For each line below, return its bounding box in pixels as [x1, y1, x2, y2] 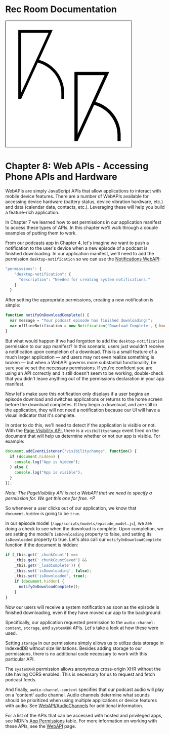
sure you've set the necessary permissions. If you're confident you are [5, 365, 153, 371]
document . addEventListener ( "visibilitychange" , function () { [5, 448, 137, 454]
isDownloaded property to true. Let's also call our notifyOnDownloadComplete [5, 536, 162, 543]
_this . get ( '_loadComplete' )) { [14, 563, 80, 568]
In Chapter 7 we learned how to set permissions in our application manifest [5, 219, 162, 225]
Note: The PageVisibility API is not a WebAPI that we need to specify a [5, 490, 152, 496]
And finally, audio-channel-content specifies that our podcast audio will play [5, 686, 164, 692]
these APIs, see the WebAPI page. [5, 723, 76, 729]
